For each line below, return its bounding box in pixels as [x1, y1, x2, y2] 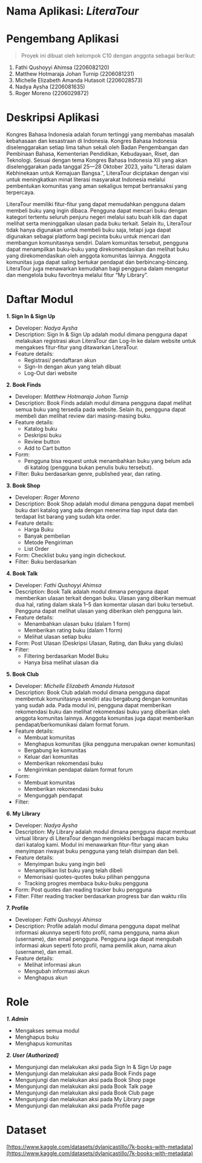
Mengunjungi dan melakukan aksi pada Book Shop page [15, 1076, 156, 1083]
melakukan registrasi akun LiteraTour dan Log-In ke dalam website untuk [15, 338, 197, 344]
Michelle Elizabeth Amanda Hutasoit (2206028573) [15, 77, 143, 84]
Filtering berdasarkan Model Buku [24, 653, 109, 659]
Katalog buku [24, 425, 57, 432]
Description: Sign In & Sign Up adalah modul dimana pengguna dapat [15, 331, 187, 338]
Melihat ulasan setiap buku [24, 633, 91, 640]
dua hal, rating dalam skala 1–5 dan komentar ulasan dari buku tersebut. [15, 601, 194, 608]
